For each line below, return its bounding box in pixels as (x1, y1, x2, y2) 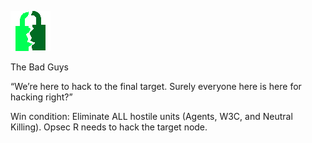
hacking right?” (10, 91, 73, 103)
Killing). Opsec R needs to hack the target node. (10, 121, 208, 133)
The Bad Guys (10, 61, 69, 73)
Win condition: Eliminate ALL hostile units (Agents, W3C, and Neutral (10, 111, 293, 122)
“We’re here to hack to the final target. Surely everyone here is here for (10, 81, 302, 92)
